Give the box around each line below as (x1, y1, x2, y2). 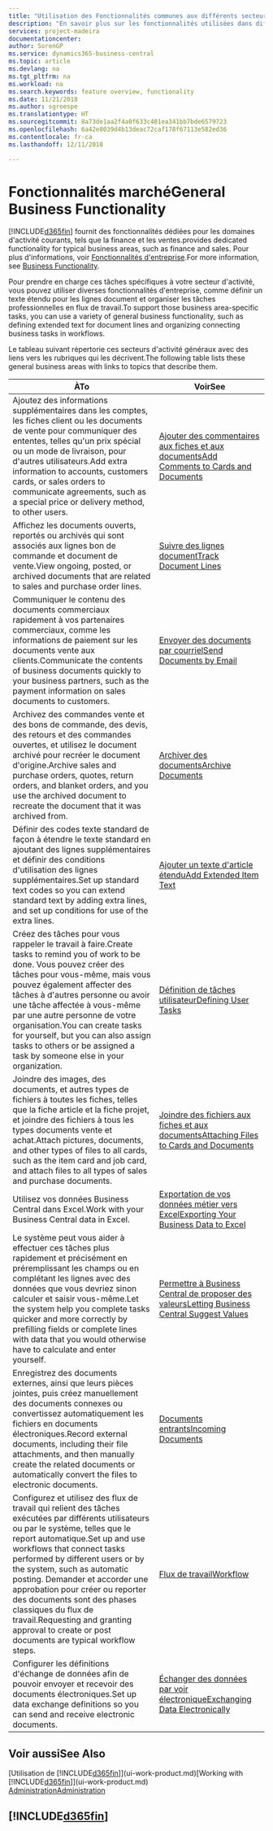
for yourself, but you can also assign (12, 1030, 152, 1042)
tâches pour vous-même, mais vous (12, 969, 151, 981)
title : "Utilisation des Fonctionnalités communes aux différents (8, 11, 238, 20)
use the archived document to (12, 790, 128, 802)
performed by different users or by (12, 1554, 145, 1565)
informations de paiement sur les (12, 635, 138, 646)
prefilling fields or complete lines (12, 1324, 137, 1335)
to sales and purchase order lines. (12, 581, 142, 592)
